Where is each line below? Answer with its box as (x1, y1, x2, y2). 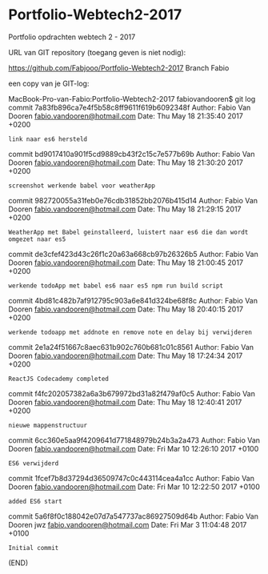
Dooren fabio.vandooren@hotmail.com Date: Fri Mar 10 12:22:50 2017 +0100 (8, 482, 260, 492)
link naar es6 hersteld (8, 134, 88, 143)
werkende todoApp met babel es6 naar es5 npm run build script (8, 282, 224, 290)
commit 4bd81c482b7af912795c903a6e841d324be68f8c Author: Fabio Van (8, 295, 258, 305)
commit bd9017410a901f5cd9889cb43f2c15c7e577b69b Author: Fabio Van (8, 149, 255, 159)
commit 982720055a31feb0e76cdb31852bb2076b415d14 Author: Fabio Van (8, 195, 258, 205)
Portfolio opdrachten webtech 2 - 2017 (8, 32, 136, 42)
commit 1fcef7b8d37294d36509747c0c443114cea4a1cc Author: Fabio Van (8, 473, 254, 483)
